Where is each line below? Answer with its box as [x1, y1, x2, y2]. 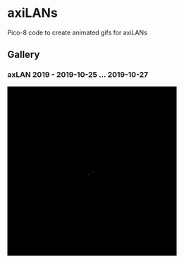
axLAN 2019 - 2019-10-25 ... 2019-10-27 [7, 70, 149, 80]
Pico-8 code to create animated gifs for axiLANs [7, 28, 148, 37]
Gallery [7, 49, 40, 61]
